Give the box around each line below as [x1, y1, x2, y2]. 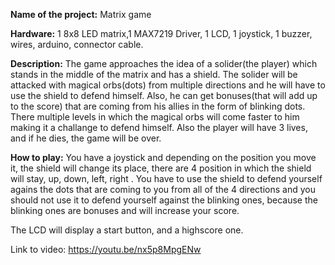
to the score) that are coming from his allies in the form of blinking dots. [10, 100, 306, 112]
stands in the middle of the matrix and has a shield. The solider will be [10, 69, 298, 80]
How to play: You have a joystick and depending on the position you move [10, 152, 317, 163]
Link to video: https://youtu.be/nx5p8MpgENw [10, 244, 202, 255]
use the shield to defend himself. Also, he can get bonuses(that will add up [10, 90, 318, 101]
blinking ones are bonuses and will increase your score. [10, 205, 240, 216]
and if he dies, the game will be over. [10, 132, 162, 144]
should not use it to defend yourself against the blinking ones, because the [10, 194, 318, 206]
